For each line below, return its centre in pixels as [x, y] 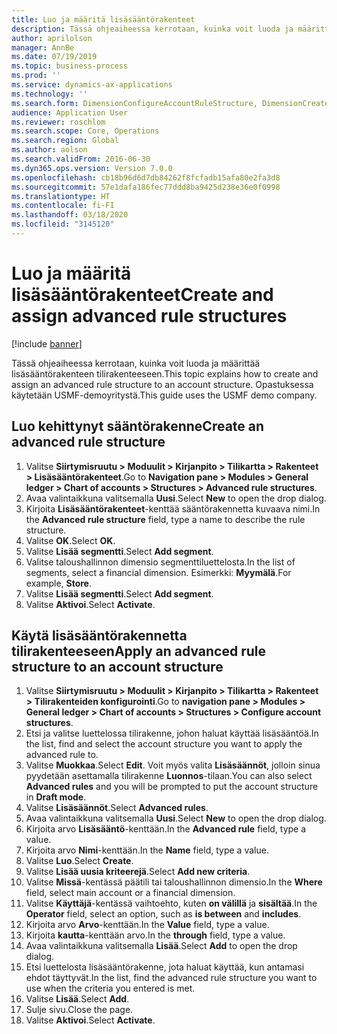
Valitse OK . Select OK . [70, 540]
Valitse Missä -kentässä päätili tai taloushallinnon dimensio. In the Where [174, 882]
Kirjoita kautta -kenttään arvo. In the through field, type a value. [155, 935]
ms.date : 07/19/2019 [54, 57]
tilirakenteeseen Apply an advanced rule [138, 651]
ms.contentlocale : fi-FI [63, 206]
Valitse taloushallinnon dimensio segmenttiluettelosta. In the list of [160, 562]
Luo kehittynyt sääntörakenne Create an [138, 426]
